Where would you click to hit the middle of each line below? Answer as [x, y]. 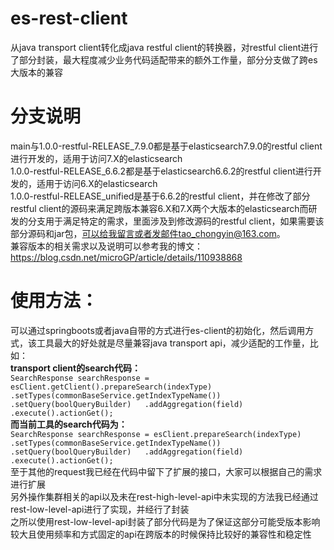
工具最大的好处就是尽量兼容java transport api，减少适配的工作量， [173, 343]
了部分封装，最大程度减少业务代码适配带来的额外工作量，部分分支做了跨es [164, 59]
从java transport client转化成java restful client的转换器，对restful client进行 [164, 47]
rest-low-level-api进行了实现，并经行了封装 [100, 509]
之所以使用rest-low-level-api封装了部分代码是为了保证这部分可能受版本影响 [165, 521]
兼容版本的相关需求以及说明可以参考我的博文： [106, 246]
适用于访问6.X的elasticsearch [97, 183]
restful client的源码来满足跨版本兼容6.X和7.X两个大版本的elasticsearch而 [159, 208]
